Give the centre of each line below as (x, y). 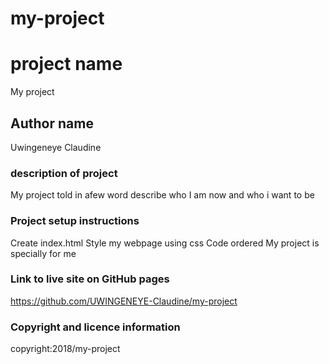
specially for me (43, 253)
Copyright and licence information (95, 327)
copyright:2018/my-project (65, 349)
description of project (64, 173)
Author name (52, 123)
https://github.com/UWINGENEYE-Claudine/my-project (124, 301)
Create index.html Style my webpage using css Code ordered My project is (165, 243)
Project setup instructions (75, 221)
